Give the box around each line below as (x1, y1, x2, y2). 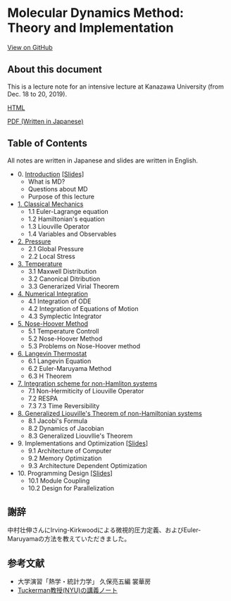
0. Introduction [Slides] (17, 170, 85, 178)
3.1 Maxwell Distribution (27, 267, 97, 275)
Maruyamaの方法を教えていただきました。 (7, 535, 131, 543)
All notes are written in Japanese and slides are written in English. (7, 156, 199, 165)
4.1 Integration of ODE (27, 297, 92, 305)
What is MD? (27, 177, 65, 186)
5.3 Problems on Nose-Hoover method (27, 341, 141, 350)
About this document (7, 63, 102, 75)
